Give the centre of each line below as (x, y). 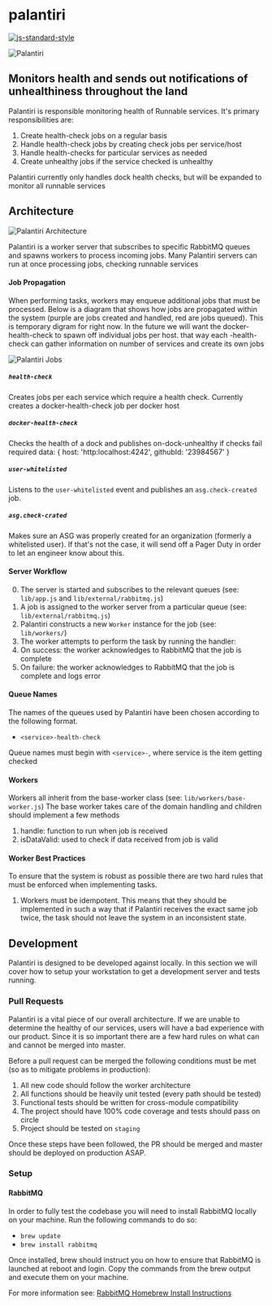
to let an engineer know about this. (66, 553)
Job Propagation (37, 283)
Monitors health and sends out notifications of (128, 79)
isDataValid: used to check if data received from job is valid (119, 839)
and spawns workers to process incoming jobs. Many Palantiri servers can (133, 255)
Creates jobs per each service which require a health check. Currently (126, 397)
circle (29, 1120)
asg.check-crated (38, 516)
